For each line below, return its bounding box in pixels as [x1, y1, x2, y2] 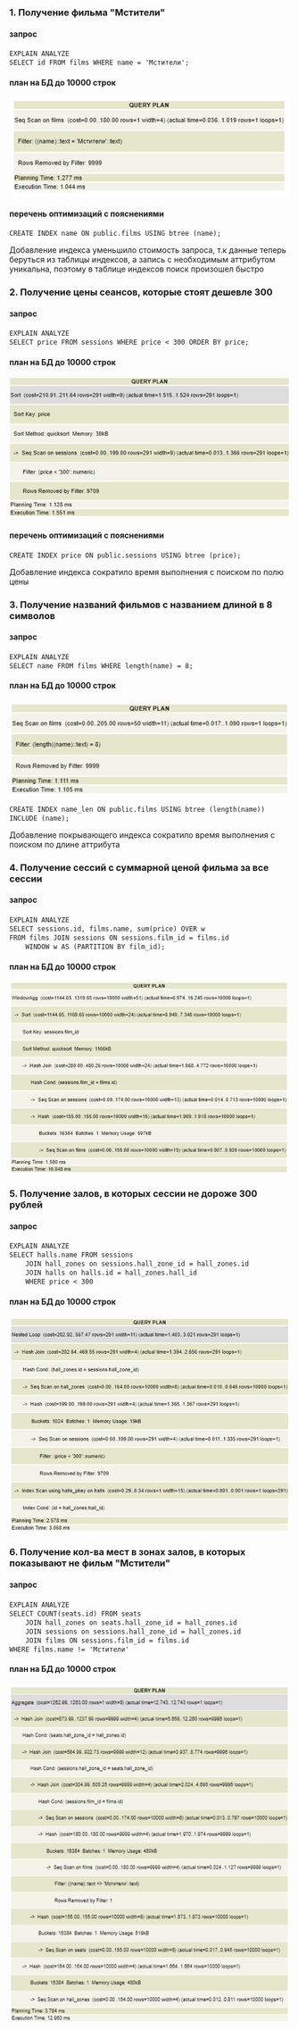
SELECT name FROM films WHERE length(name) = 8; [9, 661, 194, 671]
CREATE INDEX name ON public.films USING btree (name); [9, 230, 221, 238]
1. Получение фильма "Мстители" [9, 6, 166, 19]
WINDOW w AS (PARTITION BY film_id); [25, 942, 166, 952]
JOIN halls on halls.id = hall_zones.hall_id [25, 1268, 198, 1278]
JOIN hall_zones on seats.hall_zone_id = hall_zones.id [25, 1618, 238, 1627]
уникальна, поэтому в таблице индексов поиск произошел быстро [9, 263, 265, 274]
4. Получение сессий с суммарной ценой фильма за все [9, 861, 269, 873]
